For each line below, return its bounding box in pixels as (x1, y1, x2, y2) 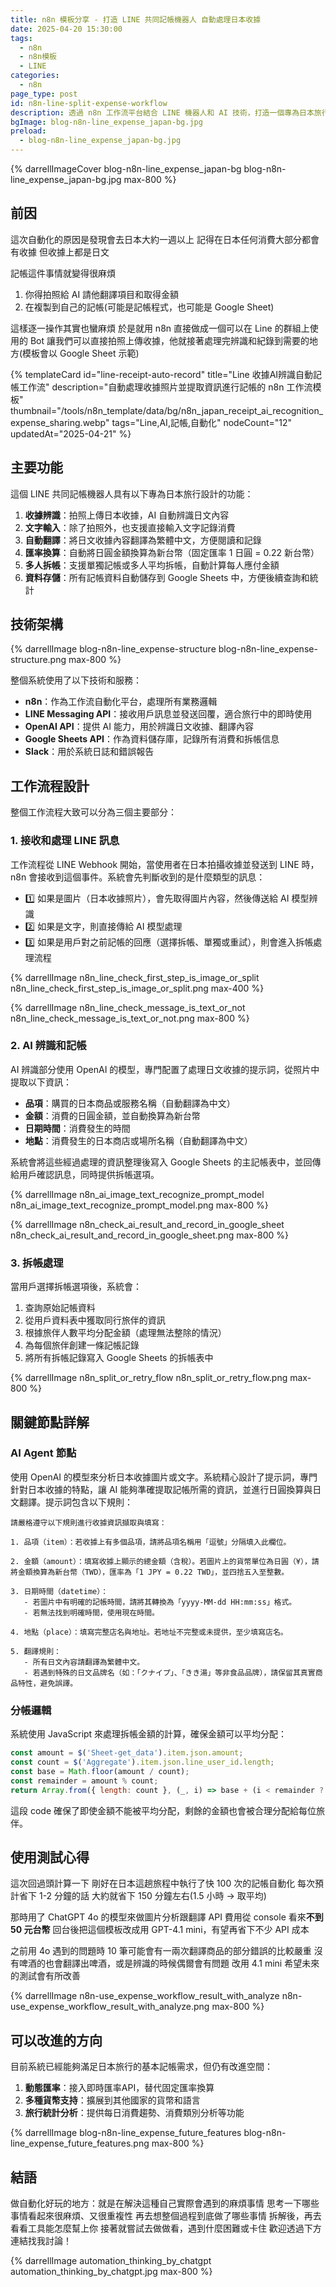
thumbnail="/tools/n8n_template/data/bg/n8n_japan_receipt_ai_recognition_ (10, 404, 324, 416)
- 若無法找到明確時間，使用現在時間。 (23, 1607, 160, 1618)
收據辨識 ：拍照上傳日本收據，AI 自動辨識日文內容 (24, 509, 230, 521)
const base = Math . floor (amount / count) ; (10, 1766, 190, 1776)
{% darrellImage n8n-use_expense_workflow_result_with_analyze (10, 1990, 280, 2002)
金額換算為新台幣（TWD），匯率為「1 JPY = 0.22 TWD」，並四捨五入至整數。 (17, 1567, 290, 1577)
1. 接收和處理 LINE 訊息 (10, 834, 120, 848)
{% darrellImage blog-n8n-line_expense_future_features (10, 2127, 242, 2139)
